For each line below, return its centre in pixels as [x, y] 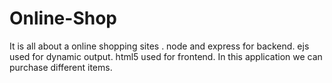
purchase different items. [61, 67]
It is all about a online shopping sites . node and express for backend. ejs [159, 46]
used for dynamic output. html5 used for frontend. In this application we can [166, 56]
